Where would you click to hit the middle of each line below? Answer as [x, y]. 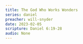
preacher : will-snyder [29, 19]
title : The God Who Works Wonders [42, 10]
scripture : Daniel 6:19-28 [34, 29]
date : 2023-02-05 [24, 24]
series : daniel [21, 15]
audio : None [18, 33]
